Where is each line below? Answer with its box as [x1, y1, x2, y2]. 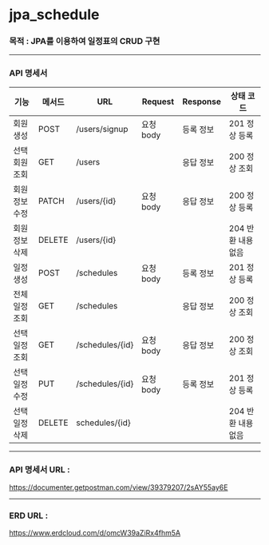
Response [182, 96, 222, 107]
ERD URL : [9, 510, 49, 521]
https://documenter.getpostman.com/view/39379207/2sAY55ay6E [9, 483, 228, 492]
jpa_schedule [9, 6, 100, 24]
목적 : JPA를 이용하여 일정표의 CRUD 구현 [9, 36, 160, 47]
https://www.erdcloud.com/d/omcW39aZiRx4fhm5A [9, 528, 181, 538]
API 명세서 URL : [9, 463, 70, 475]
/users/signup [76, 123, 129, 134]
